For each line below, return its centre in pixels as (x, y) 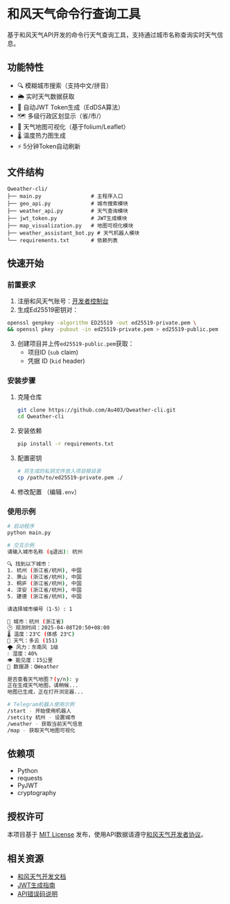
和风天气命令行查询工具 (74, 14)
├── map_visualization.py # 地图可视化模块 (70, 225)
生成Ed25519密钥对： (48, 310)
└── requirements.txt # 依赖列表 (63, 240)
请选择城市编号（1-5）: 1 (40, 609)
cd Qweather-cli (41, 417)
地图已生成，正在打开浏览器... (46, 692)
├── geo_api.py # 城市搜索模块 (68, 203)
